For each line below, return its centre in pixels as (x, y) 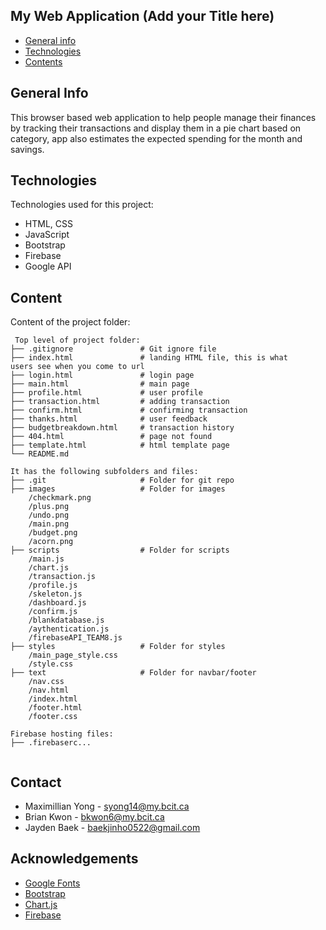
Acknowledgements (74, 859)
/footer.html (55, 708)
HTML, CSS (48, 224)
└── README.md (40, 454)
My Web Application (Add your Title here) (142, 16)
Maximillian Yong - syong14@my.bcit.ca (107, 806)
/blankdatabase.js (66, 620)
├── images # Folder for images (118, 489)
